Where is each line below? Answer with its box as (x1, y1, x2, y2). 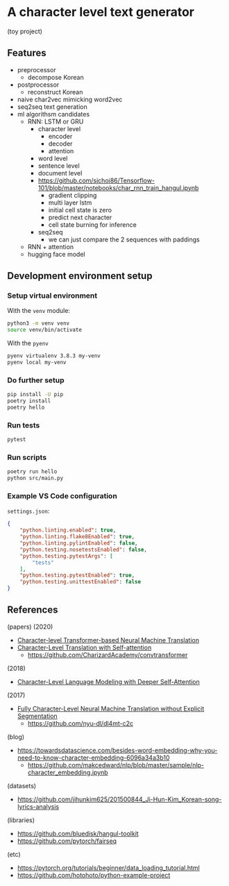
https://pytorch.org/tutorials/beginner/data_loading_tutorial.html (17, 863, 200, 871)
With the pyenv (7, 339, 49, 348)
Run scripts (7, 452, 47, 462)
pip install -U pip (7, 391, 64, 398)
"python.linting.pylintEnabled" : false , (19, 540, 138, 547)
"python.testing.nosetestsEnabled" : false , (19, 546, 148, 553)
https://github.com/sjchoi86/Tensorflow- (37, 176, 155, 185)
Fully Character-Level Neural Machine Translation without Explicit (17, 704, 205, 713)
